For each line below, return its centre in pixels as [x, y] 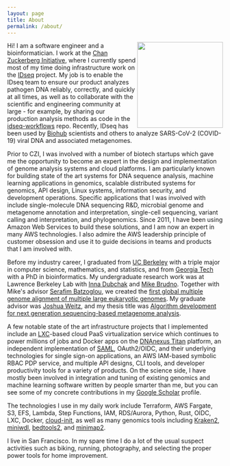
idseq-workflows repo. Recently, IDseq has [68, 126]
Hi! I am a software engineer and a [55, 46]
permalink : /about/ [35, 26]
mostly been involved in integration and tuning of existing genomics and [108, 378]
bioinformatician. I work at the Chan [57, 53]
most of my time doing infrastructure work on [71, 68]
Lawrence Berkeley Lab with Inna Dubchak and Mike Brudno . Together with [114, 284]
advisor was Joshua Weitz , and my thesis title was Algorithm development [112, 306]
